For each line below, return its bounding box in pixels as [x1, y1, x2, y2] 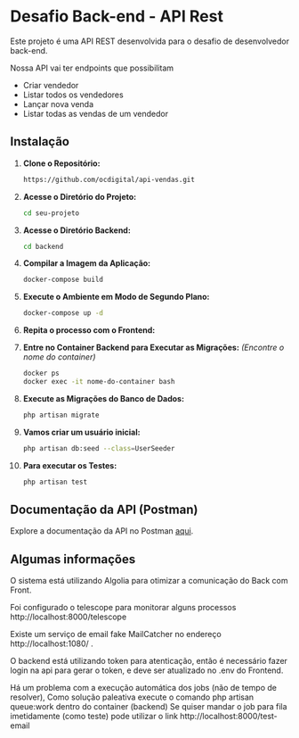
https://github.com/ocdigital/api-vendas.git [22, 175, 195, 184]
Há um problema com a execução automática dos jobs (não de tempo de [10, 683, 277, 693]
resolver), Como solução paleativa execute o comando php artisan [10, 692, 255, 702]
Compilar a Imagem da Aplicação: [22, 258, 151, 269]
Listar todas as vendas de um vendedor [22, 108, 168, 119]
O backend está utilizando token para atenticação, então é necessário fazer [10, 656, 288, 667]
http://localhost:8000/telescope [10, 611, 127, 622]
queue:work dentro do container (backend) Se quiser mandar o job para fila [10, 701, 287, 712]
